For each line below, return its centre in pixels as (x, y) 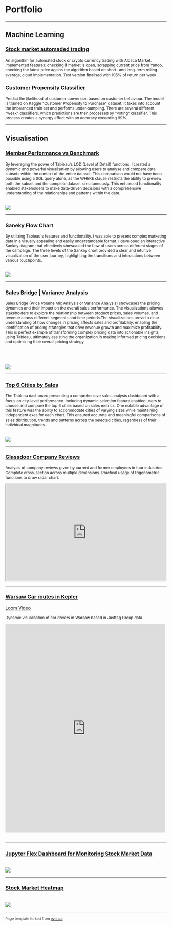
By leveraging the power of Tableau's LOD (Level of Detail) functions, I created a (78, 164)
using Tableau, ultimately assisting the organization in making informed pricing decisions (85, 337)
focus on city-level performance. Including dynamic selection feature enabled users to (83, 400)
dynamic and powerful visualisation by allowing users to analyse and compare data (80, 169)
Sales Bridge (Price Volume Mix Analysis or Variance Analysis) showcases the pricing (83, 304)
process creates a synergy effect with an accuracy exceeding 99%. (67, 117)
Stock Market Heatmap (35, 888)
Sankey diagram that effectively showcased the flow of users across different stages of (84, 246)
